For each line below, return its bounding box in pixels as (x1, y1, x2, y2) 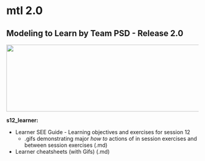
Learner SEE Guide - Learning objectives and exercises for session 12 (15, 129, 190, 135)
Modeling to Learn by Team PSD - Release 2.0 (6, 28, 184, 39)
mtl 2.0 (6, 4, 43, 18)
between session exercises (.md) (24, 141, 108, 149)
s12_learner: (6, 117, 38, 124)
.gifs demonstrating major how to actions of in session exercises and (24, 135, 197, 142)
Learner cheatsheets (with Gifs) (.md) (15, 148, 110, 155)
